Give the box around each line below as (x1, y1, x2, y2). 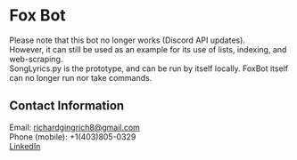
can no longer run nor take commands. (9, 72, 153, 83)
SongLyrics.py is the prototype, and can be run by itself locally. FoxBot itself (9, 63, 288, 74)
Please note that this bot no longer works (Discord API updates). (9, 35, 245, 45)
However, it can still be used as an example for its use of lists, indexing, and (9, 44, 287, 54)
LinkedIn (9, 140, 41, 151)
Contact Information (9, 99, 125, 114)
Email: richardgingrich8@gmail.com (9, 122, 141, 132)
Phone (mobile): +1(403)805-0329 (9, 131, 136, 142)
